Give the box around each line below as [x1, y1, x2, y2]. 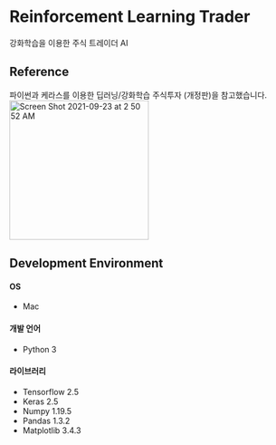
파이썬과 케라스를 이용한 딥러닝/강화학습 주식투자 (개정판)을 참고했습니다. [9, 89, 268, 101]
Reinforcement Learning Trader [9, 6, 251, 27]
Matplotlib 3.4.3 [22, 424, 81, 436]
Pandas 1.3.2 [22, 415, 71, 426]
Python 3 [22, 343, 57, 354]
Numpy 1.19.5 [22, 405, 72, 416]
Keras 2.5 [22, 396, 59, 407]
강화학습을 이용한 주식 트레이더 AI [9, 37, 128, 48]
